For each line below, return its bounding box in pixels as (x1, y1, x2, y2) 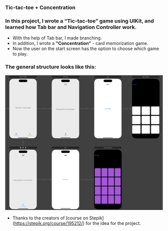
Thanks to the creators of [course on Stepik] (12, 214, 104, 221)
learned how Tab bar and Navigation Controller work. (5, 23, 136, 30)
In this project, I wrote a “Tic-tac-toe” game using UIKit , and (5, 17, 154, 24)
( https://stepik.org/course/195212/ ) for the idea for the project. (12, 220, 141, 226)
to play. (12, 51, 28, 57)
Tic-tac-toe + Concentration (5, 4, 76, 11)
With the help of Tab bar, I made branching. (12, 35, 102, 41)
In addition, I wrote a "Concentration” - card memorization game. (12, 40, 148, 46)
